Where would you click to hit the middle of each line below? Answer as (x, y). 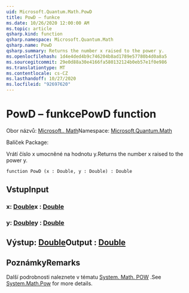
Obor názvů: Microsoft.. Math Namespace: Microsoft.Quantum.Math (89, 130)
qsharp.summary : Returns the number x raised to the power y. (85, 51)
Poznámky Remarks (43, 263)
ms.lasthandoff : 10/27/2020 (41, 79)
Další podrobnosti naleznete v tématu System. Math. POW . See (84, 277)
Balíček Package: (28, 142)
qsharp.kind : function (34, 34)
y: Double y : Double (35, 223)
